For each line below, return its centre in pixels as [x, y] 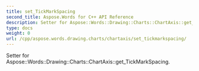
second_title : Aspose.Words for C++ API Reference [70, 17]
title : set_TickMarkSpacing [41, 11]
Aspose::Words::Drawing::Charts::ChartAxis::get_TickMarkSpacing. [88, 62]
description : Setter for [37, 22]
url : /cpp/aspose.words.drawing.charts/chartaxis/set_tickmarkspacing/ [96, 39]
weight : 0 [18, 33]
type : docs [20, 28]
